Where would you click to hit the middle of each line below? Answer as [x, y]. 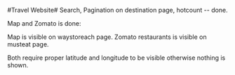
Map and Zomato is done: [44, 23]
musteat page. [28, 44]
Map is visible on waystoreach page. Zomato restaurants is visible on [107, 37]
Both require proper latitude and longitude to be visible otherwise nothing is [116, 58]
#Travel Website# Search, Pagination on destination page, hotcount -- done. [117, 10]
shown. [18, 65]
